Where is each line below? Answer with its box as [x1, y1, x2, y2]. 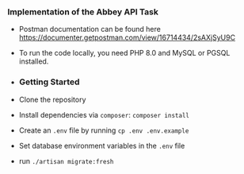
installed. [18, 56, 49, 66]
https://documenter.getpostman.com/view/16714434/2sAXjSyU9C [18, 33, 235, 42]
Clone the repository [18, 95, 86, 104]
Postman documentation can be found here [18, 25, 162, 34]
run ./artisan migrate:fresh [18, 156, 114, 165]
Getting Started [18, 76, 80, 87]
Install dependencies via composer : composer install [18, 110, 189, 119]
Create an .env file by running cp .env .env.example [18, 126, 189, 135]
